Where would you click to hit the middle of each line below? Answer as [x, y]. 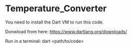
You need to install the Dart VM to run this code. [54, 22]
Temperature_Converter [56, 9]
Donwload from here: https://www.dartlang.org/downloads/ [66, 31]
